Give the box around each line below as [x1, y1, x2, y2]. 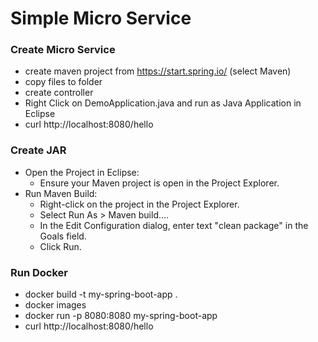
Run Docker [10, 265, 68, 279]
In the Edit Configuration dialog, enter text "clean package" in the [39, 219, 309, 231]
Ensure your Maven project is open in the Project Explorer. [39, 177, 280, 189]
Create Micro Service [10, 43, 116, 57]
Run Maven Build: [24, 187, 98, 199]
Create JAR [10, 143, 67, 157]
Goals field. [39, 230, 87, 242]
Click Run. [39, 240, 82, 252]
